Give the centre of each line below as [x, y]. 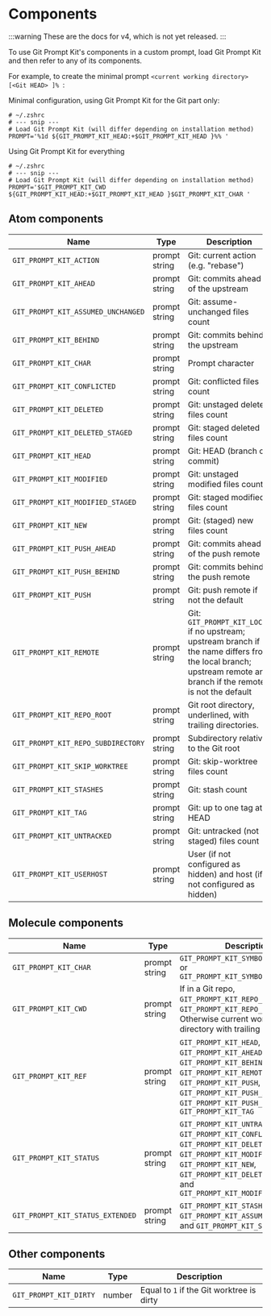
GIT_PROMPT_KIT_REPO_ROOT [62, 715]
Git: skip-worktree [223, 761]
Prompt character [221, 363]
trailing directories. [224, 725]
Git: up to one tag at [225, 807]
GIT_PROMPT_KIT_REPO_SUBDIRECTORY [79, 743]
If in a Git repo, [207, 989]
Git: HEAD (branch [223, 451]
